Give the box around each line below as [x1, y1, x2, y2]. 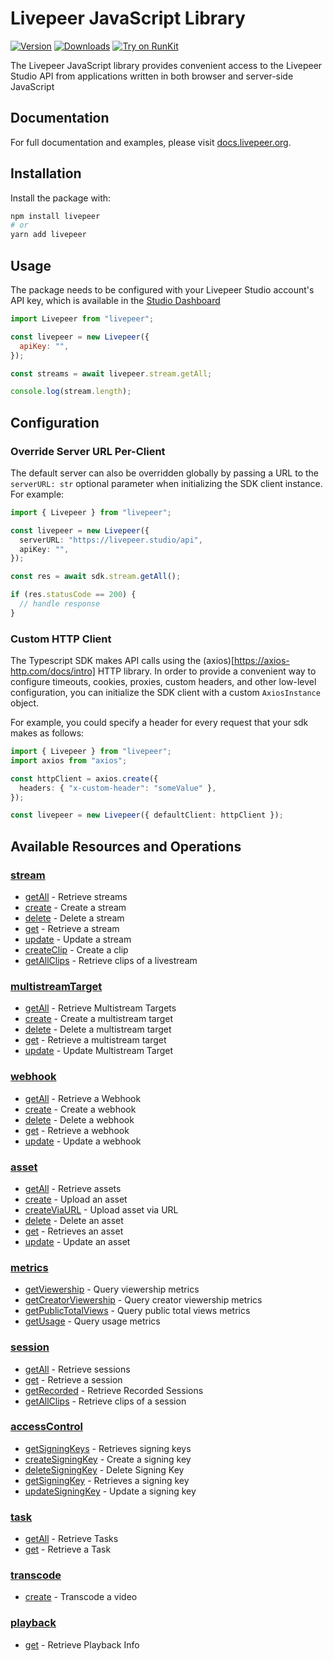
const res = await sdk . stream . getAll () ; [10, 572, 182, 582]
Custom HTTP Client [10, 632, 112, 646]
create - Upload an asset [24, 1193, 128, 1205]
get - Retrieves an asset [24, 1225, 124, 1237]
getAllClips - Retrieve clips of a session [24, 1395, 187, 1407]
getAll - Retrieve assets [24, 1182, 122, 1194]
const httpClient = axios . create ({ [10, 773, 159, 784]
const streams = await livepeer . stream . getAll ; [10, 368, 213, 379]
